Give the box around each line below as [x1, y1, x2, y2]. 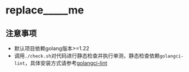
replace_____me [5, 4, 84, 17]
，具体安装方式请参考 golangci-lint [25, 60, 107, 66]
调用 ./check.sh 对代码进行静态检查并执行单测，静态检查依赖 [14, 52, 160, 59]
